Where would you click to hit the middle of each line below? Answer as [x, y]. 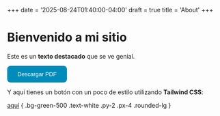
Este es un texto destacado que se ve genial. [71, 56]
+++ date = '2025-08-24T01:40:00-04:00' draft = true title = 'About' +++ [110, 10]
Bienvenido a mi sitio [67, 38]
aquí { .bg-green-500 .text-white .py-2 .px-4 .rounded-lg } [89, 105]
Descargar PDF [37, 74]
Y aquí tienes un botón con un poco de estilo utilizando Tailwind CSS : [105, 92]
